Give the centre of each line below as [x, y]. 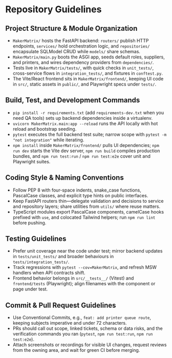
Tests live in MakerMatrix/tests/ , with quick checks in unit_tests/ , [83, 68]
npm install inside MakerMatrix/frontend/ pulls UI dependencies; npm [86, 145]
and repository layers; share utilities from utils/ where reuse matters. [87, 206]
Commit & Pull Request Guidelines [61, 305]
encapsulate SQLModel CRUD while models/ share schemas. [77, 51]
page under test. [30, 289]
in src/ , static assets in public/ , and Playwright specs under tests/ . [84, 84]
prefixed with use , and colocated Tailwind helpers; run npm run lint [84, 217]
